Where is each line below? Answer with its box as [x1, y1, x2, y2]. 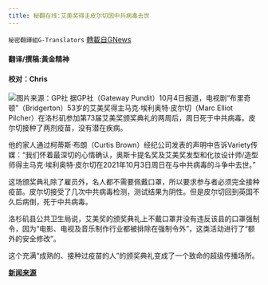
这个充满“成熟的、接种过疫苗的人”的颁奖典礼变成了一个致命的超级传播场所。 [8, 251, 259, 260]
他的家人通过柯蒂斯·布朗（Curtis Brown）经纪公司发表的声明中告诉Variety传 [8, 141, 258, 150]
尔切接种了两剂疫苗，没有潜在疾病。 [8, 123, 128, 133]
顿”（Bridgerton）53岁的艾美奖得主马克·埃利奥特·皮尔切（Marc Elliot [8, 103, 234, 113]
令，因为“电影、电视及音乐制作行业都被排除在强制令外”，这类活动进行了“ [8, 224, 249, 234]
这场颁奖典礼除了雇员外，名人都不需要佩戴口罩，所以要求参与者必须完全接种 [8, 177, 260, 187]
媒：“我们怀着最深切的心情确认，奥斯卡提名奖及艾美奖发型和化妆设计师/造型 [8, 150, 259, 160]
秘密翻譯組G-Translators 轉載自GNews [8, 34, 132, 44]
